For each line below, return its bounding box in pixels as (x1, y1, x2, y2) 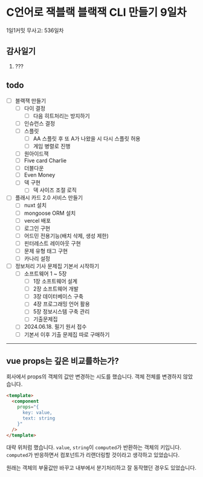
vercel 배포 (24, 217, 51, 224)
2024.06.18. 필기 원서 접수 (24, 323, 87, 331)
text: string (22, 415, 56, 421)
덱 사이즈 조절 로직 (33, 186, 77, 194)
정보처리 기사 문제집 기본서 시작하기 (14, 262, 100, 269)
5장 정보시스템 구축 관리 (33, 308, 90, 315)
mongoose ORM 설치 (24, 209, 76, 217)
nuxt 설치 (24, 202, 47, 209)
